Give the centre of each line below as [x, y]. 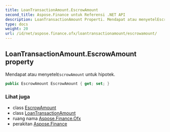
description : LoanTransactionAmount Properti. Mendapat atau [71, 19]
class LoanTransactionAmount [44, 113]
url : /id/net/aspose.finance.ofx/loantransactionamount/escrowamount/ [81, 34]
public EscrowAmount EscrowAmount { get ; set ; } [57, 84]
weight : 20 [17, 29]
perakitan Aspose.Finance [40, 124]
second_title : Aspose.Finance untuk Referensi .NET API [65, 15]
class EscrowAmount [34, 108]
